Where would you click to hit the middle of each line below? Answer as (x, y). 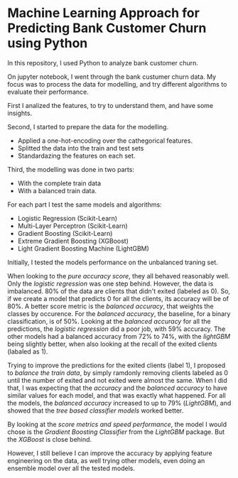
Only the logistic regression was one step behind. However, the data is (110, 283)
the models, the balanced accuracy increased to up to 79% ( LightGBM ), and (119, 403)
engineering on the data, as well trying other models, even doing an (106, 460)
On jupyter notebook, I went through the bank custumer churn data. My (112, 77)
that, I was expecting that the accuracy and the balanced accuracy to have (118, 388)
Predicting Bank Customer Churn (107, 28)
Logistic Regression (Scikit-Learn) (67, 218)
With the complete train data (59, 183)
